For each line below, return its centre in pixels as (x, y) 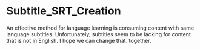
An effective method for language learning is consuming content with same (100, 28)
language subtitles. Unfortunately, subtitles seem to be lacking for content (98, 34)
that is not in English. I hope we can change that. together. (79, 40)
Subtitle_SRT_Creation (64, 11)
